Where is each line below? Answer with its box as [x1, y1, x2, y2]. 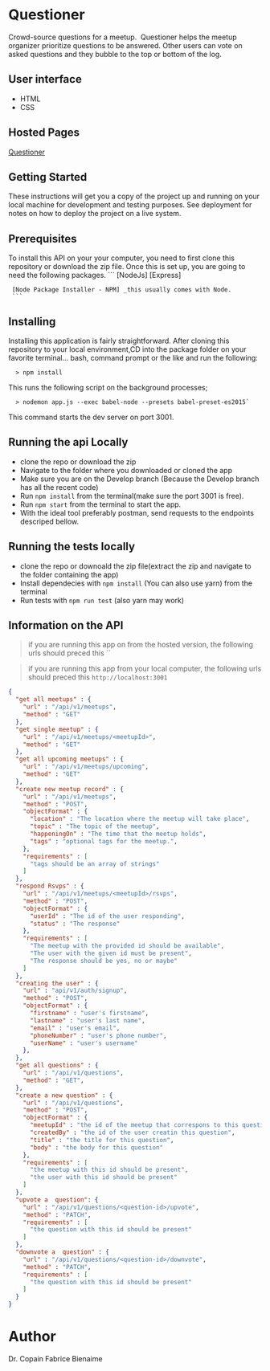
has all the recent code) [19, 482, 99, 492]
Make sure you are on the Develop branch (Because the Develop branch [19, 474, 260, 484]
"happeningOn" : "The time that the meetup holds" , [29, 830, 207, 839]
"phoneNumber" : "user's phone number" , [29, 1031, 167, 1039]
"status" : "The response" [29, 920, 121, 928]
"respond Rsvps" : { [15, 882, 84, 891]
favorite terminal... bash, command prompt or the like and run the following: [8, 353, 259, 362]
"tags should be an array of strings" [29, 859, 160, 868]
